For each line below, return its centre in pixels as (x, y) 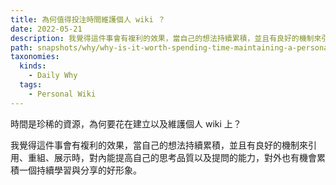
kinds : (33, 66)
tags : (31, 85)
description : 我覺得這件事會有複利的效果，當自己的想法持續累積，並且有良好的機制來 (166, 38)
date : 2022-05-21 (46, 29)
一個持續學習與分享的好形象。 (80, 170)
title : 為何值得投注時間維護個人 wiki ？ (88, 19)
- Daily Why (53, 76)
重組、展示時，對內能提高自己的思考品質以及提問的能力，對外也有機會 (172, 157)
